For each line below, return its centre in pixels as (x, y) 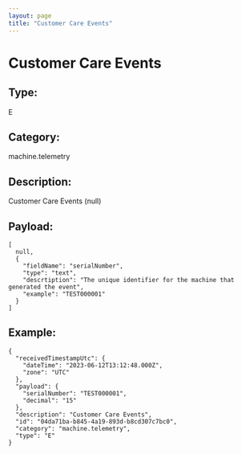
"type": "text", (50, 273)
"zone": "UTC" (46, 372)
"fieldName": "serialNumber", (73, 266)
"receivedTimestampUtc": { (60, 358)
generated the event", (46, 287)
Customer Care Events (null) (55, 201)
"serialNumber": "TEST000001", (75, 393)
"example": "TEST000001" (64, 294)
